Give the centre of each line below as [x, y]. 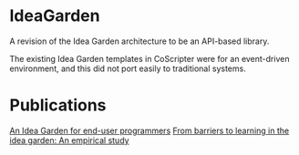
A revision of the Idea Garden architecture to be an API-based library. [139, 41]
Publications [58, 105]
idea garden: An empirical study [69, 140]
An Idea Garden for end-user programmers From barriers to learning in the [149, 130]
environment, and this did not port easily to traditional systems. [128, 68]
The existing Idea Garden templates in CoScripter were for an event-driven [149, 58]
